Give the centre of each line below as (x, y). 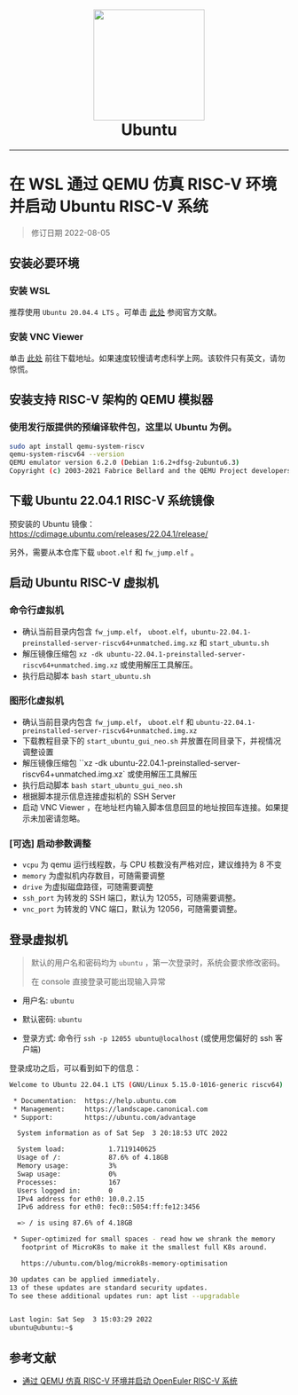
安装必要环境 (44, 263)
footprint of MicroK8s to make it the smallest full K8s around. (144, 1248)
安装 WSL (30, 291)
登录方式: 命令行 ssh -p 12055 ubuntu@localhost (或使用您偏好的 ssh (147, 1037)
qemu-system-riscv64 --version (67, 454)
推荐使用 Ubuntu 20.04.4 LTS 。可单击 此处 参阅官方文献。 (115, 311)
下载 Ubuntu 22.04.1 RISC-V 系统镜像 (112, 501)
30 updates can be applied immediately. (85, 1279)
